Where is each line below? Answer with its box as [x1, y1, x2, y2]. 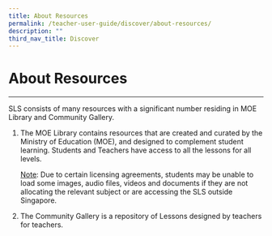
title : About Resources [8, 11, 89, 20]
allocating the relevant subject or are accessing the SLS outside [19, 187, 233, 197]
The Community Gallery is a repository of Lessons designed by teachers [19, 212, 262, 221]
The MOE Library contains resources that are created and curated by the [19, 128, 263, 138]
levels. [19, 154, 42, 164]
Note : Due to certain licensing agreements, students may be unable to [19, 169, 254, 179]
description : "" [8, 27, 63, 35]
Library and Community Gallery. [8, 113, 115, 122]
